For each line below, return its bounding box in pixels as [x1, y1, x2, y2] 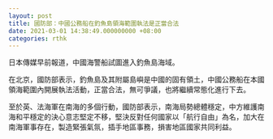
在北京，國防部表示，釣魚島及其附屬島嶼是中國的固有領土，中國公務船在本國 [8, 74, 265, 85]
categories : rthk [8, 34, 67, 43]
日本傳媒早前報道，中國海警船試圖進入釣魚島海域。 [8, 57, 180, 67]
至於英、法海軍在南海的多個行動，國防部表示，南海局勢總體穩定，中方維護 [8, 102, 258, 112]
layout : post [8, 11, 53, 20]
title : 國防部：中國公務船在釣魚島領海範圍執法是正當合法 [8, 19, 180, 27]
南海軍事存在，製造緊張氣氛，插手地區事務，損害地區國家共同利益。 [8, 122, 236, 132]
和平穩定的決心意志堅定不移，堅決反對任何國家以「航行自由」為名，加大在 [15, 112, 265, 122]
